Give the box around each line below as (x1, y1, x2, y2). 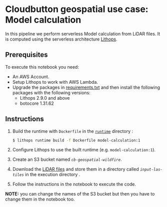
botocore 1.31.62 (19, 100, 54, 106)
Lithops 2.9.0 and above (19, 95, 70, 101)
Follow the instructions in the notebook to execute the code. (12, 181, 136, 187)
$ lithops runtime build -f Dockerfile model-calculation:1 (12, 138, 140, 143)
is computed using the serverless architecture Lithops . (5, 36, 117, 42)
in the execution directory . (24, 171, 80, 177)
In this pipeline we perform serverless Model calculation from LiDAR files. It (5, 31, 160, 37)
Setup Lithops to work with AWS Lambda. (12, 79, 98, 85)
